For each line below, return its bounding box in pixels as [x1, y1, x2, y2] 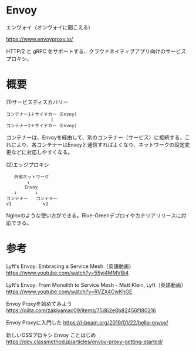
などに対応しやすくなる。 [11, 148, 73, 155]
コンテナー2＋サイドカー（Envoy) [6, 122, 77, 128]
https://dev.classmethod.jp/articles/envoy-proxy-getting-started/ [6, 338, 163, 345]
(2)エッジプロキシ [6, 161, 49, 168]
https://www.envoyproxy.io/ [6, 35, 73, 42]
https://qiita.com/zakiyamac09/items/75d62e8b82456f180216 [6, 307, 157, 314]
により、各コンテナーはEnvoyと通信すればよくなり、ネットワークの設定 [11, 141, 185, 148]
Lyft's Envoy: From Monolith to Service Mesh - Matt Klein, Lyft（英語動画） [6, 281, 187, 289]
